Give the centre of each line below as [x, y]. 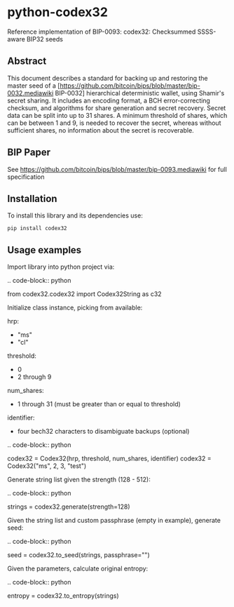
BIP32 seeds [45, 39]
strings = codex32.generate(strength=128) [69, 507]
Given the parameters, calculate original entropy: [78, 568]
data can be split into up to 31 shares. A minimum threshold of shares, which [117, 115]
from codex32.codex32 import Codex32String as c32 [85, 294]
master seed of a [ [34, 86]
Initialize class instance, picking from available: [75, 308]
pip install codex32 [37, 229]
